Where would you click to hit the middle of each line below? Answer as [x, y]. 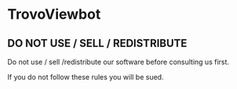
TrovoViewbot [54, 14]
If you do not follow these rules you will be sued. [86, 77]
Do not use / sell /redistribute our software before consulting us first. [118, 62]
